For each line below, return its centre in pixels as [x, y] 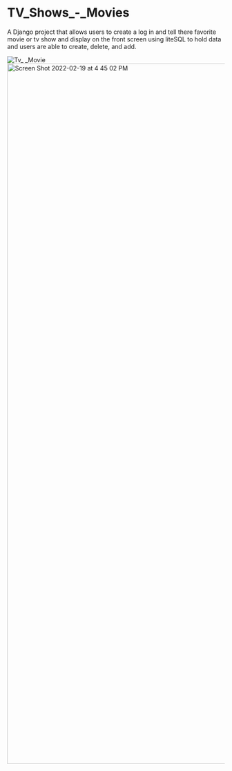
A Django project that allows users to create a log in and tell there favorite [112, 32]
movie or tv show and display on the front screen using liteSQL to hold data [114, 39]
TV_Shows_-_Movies [68, 13]
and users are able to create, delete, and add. [72, 46]
